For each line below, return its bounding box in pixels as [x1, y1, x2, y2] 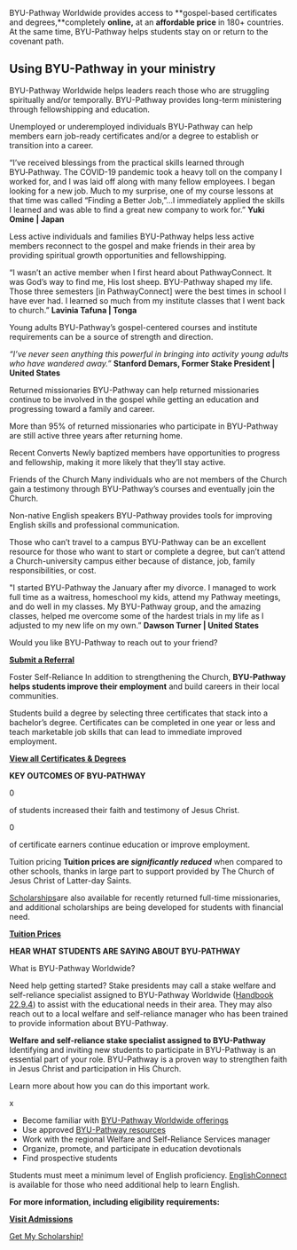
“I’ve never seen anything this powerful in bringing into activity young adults [9, 348, 289, 359]
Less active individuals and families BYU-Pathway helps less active [9, 231, 254, 241]
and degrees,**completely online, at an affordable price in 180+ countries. [9, 17, 284, 28]
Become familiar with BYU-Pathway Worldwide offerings [21, 1114, 229, 1126]
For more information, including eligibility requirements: [9, 1196, 220, 1206]
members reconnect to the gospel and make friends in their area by [9, 240, 255, 251]
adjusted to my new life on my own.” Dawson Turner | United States [9, 620, 260, 630]
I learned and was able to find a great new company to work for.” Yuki [9, 204, 265, 215]
